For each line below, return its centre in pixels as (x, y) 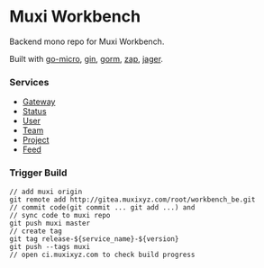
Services (29, 82)
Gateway (39, 102)
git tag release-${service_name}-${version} (94, 239)
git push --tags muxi (50, 246)
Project (36, 140)
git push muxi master (50, 223)
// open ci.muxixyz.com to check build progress (102, 255)
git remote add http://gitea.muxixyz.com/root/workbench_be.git (132, 200)
